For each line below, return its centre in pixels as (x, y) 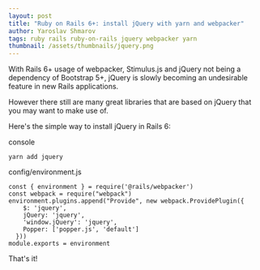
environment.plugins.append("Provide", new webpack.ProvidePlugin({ (126, 201)
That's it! (23, 259)
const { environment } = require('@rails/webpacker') (101, 187)
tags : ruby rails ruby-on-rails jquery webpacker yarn (103, 39)
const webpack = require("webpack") (70, 194)
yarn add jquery (36, 157)
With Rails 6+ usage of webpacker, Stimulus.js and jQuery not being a (125, 69)
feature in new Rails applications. (64, 87)
